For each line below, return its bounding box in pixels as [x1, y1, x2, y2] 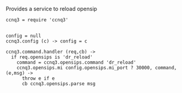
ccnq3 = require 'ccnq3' [5, 17, 69, 23]
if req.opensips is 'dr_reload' [11, 54, 93, 60]
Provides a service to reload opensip [5, 5, 98, 12]
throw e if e [21, 75, 55, 81]
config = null [5, 33, 42, 39]
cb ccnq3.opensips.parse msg [21, 81, 96, 87]
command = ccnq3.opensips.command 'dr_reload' [16, 60, 136, 66]
